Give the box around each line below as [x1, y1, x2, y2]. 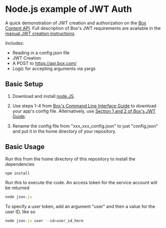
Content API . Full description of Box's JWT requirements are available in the [5, 25, 161, 31]
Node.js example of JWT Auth [5, 3, 132, 15]
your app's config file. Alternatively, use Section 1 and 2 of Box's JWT [12, 108, 156, 114]
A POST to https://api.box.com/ [12, 60, 77, 66]
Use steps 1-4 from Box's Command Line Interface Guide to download [12, 103, 157, 109]
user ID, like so [5, 209, 36, 215]
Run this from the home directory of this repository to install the [5, 155, 136, 162]
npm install [5, 170, 30, 176]
